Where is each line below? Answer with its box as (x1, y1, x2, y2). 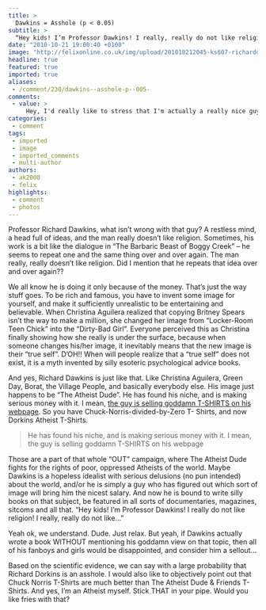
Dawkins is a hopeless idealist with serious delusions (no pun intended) (8, 471, 241, 481)
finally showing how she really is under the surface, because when (8, 333, 226, 342)
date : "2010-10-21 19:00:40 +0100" (8, 41, 126, 49)
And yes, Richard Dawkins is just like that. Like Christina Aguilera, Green (8, 373, 243, 383)
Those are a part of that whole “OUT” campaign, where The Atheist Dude (8, 455, 247, 464)
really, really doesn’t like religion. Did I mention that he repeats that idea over (8, 258, 258, 268)
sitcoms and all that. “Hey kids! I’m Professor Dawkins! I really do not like (8, 505, 245, 515)
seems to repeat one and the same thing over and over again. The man (8, 250, 240, 260)
